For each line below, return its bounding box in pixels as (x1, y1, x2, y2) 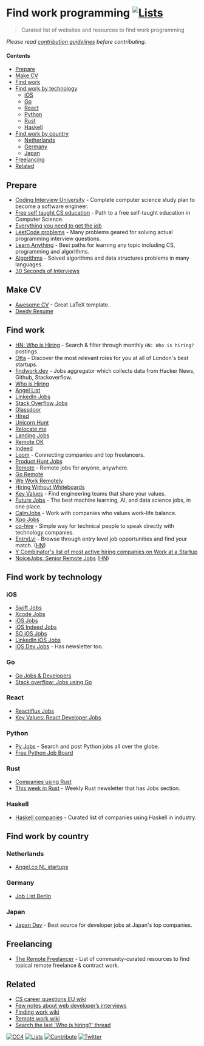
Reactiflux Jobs (15, 707, 55, 715)
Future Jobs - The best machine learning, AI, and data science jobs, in (15, 496, 191, 504)
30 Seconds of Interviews (15, 267, 80, 274)
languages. (15, 260, 44, 268)
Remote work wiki (15, 1014, 60, 1022)
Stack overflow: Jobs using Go (15, 678, 92, 685)
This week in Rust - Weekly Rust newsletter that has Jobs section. (15, 784, 180, 792)
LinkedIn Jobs (15, 393, 50, 400)
